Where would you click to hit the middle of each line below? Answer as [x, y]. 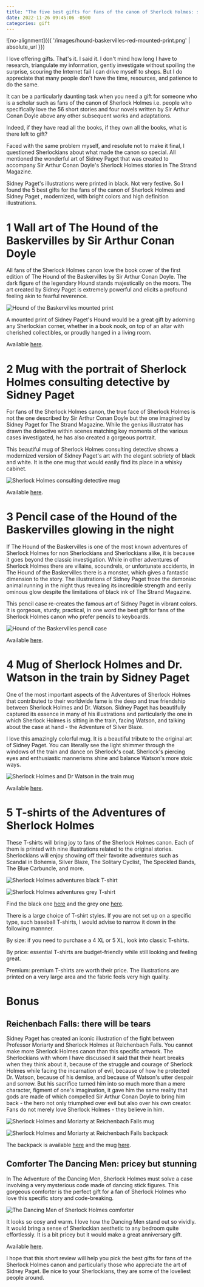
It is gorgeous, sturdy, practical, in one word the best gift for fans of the [96, 610]
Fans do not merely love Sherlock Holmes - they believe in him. [85, 1110]
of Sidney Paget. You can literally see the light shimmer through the [90, 745]
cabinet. [17, 469]
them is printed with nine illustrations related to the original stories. [90, 849]
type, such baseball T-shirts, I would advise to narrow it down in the [91, 922]
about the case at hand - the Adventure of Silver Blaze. [75, 727]
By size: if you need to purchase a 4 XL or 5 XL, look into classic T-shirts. [98, 940]
